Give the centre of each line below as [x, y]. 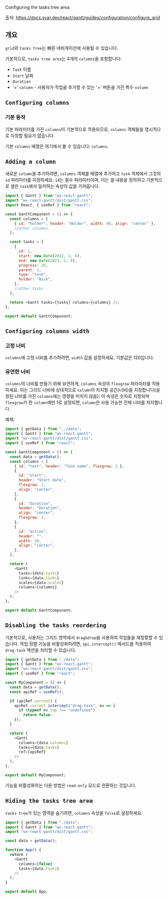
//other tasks [29, 289]
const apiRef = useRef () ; [37, 692]
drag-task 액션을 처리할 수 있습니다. [41, 650]
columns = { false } [35, 864]
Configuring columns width [47, 331]
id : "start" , [32, 476]
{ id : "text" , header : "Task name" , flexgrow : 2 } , [69, 466]
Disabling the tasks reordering [56, 626]
